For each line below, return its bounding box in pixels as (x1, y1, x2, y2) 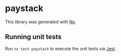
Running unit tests (5, 33, 62, 41)
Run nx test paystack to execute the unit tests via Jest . (5, 45, 117, 51)
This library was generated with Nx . (5, 19, 76, 25)
